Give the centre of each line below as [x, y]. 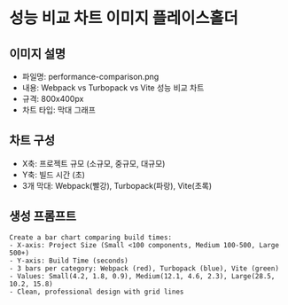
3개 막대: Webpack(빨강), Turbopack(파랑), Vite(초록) [117, 185]
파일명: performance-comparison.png [90, 77]
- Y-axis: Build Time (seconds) [69, 261]
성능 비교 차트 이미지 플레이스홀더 [124, 18]
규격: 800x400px [53, 99]
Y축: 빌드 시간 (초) [54, 175]
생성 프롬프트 [43, 217]
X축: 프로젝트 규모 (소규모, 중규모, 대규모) [93, 163]
